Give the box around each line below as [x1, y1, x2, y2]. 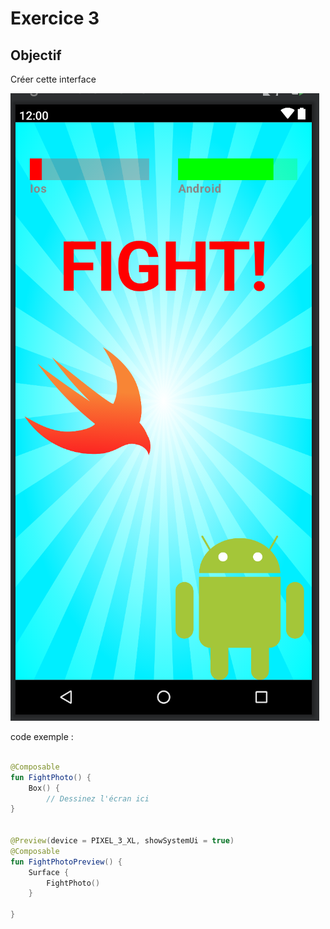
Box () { [28, 783, 60, 793]
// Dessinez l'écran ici [46, 793, 150, 804]
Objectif [10, 47, 62, 64]
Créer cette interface [10, 73, 97, 85]
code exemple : [10, 731, 74, 742]
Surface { [28, 867, 70, 877]
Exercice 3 [10, 7, 100, 30]
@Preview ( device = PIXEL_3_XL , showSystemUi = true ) [10, 836, 235, 846]
